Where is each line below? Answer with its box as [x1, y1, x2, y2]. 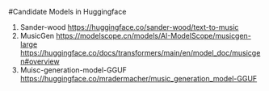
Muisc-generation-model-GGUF [19, 65, 128, 75]
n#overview [19, 56, 60, 66]
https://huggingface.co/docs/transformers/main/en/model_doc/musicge [19, 48, 261, 57]
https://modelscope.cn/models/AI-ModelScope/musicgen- [56, 31, 252, 40]
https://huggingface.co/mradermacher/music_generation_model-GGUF [19, 74, 258, 83]
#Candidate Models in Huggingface [8, 7, 127, 16]
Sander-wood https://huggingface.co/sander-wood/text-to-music [19, 23, 239, 31]
